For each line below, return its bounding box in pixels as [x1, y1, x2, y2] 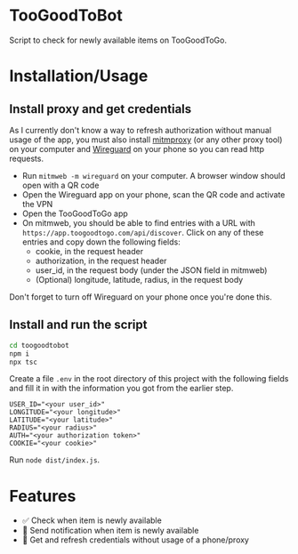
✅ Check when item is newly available [21, 515, 162, 526]
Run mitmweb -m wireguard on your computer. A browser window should [21, 170, 286, 181]
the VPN [21, 198, 53, 209]
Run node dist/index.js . [9, 454, 101, 465]
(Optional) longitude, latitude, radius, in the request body [35, 274, 244, 285]
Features [9, 486, 77, 506]
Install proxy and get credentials [9, 101, 192, 116]
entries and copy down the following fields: [21, 237, 181, 247]
